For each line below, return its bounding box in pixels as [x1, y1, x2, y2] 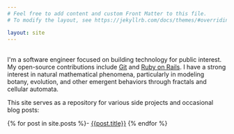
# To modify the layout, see [7, 17, 92, 24]
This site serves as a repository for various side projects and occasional [7, 99, 214, 107]
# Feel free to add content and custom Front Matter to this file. [7, 10, 208, 17]
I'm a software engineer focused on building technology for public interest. [7, 56, 222, 64]
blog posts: [7, 106, 40, 115]
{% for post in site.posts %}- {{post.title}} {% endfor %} [7, 119, 168, 128]
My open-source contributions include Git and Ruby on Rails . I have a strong [7, 63, 226, 72]
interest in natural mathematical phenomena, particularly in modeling [7, 70, 205, 78]
